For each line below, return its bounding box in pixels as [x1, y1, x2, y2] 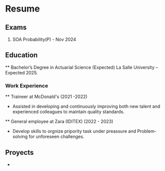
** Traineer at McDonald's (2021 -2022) [5, 94, 88, 100]
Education [5, 51, 38, 59]
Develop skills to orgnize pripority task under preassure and [12, 128, 136, 134]
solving [12, 134, 28, 140]
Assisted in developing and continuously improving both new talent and [12, 104, 160, 110]
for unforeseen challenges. [29, 134, 84, 140]
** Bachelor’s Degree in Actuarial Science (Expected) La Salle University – [5, 64, 158, 70]
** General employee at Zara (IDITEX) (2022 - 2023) [5, 119, 114, 125]
